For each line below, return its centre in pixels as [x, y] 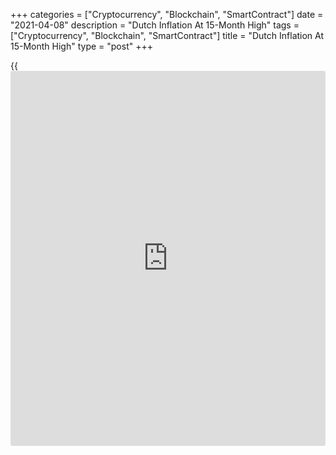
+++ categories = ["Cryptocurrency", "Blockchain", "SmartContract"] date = [167, 14]
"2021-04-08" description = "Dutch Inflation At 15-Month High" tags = [155, 25]
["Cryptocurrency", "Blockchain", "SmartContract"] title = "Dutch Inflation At [167, 35]
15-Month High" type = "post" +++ [81, 46]
